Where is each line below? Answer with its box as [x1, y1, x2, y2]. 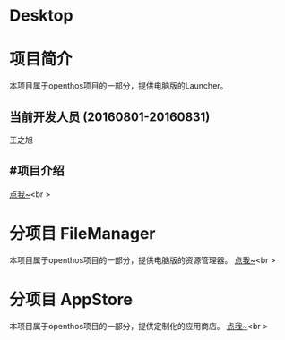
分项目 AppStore [9, 289, 133, 310]
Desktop [9, 5, 73, 26]
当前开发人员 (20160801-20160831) [9, 109, 211, 124]
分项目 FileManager [9, 223, 156, 243]
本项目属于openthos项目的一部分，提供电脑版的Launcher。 [9, 81, 229, 91]
